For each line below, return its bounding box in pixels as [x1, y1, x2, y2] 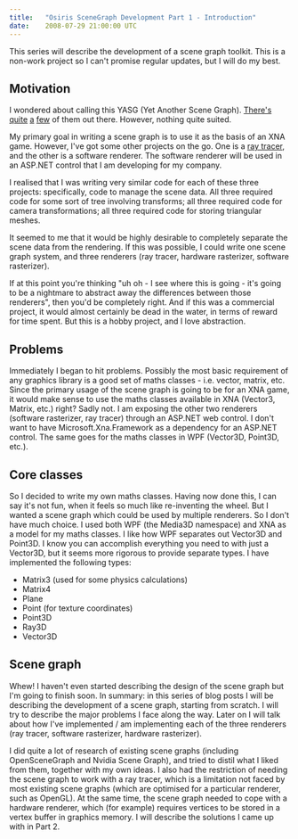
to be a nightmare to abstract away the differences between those [9, 287, 252, 299]
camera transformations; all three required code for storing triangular [9, 206, 262, 217]
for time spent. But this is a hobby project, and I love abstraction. [9, 316, 246, 326]
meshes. [9, 215, 41, 226]
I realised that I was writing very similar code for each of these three [9, 177, 260, 188]
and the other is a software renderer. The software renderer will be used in [9, 151, 283, 161]
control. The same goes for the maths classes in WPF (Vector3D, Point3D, [9, 432, 280, 442]
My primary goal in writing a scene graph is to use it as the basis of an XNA [9, 131, 286, 143]
